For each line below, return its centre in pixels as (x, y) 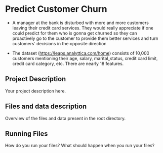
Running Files (26, 134)
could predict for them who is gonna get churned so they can (75, 33)
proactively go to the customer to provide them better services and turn (85, 38)
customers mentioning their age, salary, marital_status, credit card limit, (85, 58)
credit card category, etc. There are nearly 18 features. (68, 63)
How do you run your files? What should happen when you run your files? (80, 146)
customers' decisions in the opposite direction (60, 43)
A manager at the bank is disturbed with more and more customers (81, 23)
